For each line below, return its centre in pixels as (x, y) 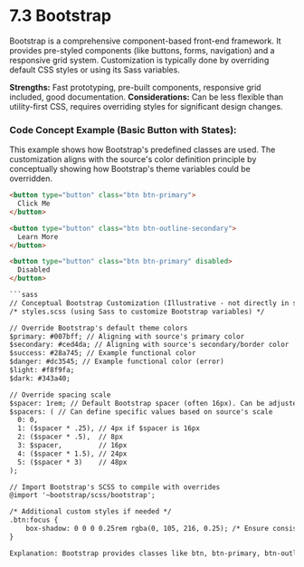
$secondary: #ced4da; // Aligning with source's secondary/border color (149, 345)
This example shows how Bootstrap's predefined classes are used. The (142, 149)
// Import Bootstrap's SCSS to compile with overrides (115, 487)
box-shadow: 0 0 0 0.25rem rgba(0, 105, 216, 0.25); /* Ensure (147, 529)
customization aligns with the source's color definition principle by (133, 159)
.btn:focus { (34, 520)
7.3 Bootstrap (60, 16)
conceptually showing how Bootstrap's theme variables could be (130, 169)
